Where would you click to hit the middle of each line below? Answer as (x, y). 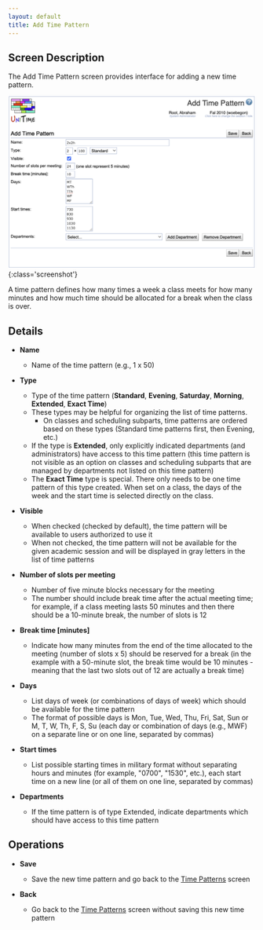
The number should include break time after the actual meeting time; (142, 599)
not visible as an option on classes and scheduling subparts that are (141, 463)
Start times (38, 749)
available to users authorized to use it (92, 535)
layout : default (35, 16)
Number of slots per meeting (68, 575)
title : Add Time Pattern (49, 25)
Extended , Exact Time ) (69, 404)
